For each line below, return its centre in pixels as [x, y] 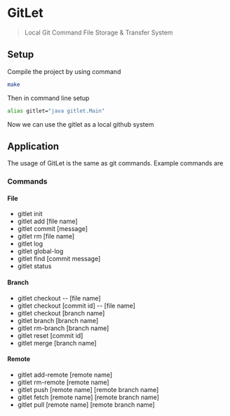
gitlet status [34, 266]
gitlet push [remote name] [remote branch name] [88, 389]
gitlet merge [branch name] [57, 343]
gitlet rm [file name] [46, 237]
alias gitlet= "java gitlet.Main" [56, 111]
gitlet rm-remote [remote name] [63, 382]
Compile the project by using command [64, 71]
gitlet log [30, 244]
